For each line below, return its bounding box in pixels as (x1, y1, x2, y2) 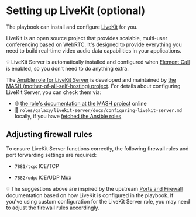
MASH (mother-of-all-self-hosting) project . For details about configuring (6, 82, 181, 89)
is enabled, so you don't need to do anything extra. (6, 65, 129, 72)
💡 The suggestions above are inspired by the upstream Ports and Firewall (6, 185, 183, 192)
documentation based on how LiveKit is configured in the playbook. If (6, 191, 174, 199)
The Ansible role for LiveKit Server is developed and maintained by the (6, 76, 177, 83)
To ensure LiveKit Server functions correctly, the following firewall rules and (6, 145, 189, 152)
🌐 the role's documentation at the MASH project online (14, 100, 147, 107)
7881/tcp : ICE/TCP (14, 162, 60, 170)
